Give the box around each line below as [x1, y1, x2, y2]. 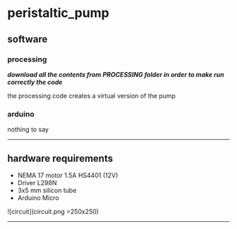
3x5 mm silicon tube [17, 186, 77, 194]
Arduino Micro [17, 193, 59, 202]
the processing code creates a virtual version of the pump [7, 91, 176, 100]
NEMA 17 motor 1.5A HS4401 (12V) [17, 171, 119, 180]
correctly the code [7, 78, 63, 86]
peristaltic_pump [7, 5, 109, 21]
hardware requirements [7, 152, 114, 164]
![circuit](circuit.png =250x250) [7, 207, 99, 216]
